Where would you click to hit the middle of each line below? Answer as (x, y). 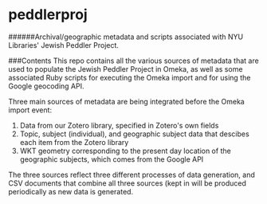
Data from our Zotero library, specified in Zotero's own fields (119, 125)
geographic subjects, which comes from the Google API (112, 159)
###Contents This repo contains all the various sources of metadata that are (133, 61)
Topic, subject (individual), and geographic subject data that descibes (134, 134)
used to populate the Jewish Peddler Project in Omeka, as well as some (126, 69)
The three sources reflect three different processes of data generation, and (132, 175)
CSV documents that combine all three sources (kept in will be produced (128, 183)
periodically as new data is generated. (71, 191)
